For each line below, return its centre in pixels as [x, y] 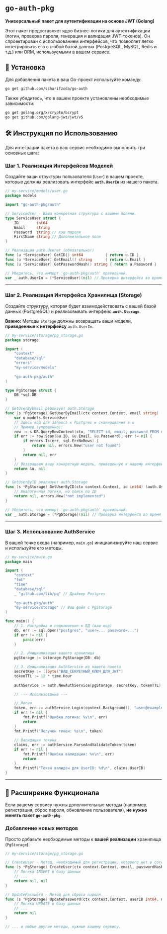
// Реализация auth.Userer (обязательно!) [50, 250]
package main [19, 561]
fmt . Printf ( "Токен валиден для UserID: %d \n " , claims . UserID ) [80, 768]
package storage [22, 340]
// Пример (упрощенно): [39, 427]
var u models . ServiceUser [41, 418]
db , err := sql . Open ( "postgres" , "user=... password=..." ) [77, 630]
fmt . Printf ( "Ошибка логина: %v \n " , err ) [65, 717]
